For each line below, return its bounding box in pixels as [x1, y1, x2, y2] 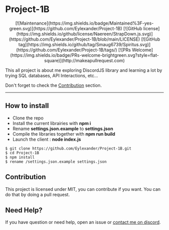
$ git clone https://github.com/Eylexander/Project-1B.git [5, 146, 132, 151]
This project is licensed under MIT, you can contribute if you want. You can [5, 186, 161, 192]
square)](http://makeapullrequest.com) [44, 57, 125, 63]
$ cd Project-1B [5, 150, 39, 155]
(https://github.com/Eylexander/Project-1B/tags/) [16, 47, 117, 53]
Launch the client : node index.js [12, 136, 81, 142]
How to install [5, 101, 49, 110]
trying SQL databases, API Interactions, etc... [5, 72, 98, 78]
